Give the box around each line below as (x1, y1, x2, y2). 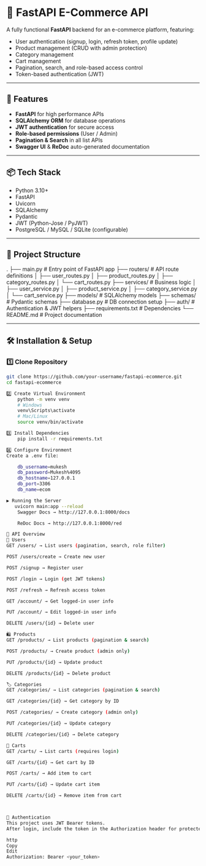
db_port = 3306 (17, 481, 51, 487)
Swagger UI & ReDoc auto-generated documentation (15, 142, 150, 150)
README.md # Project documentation (6, 311, 102, 319)
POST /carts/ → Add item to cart (6, 770, 92, 776)
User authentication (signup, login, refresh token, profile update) (15, 37, 178, 45)
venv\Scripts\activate (17, 408, 75, 414)
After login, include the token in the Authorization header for (6, 825, 177, 832)
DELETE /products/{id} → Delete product (6, 670, 112, 676)
